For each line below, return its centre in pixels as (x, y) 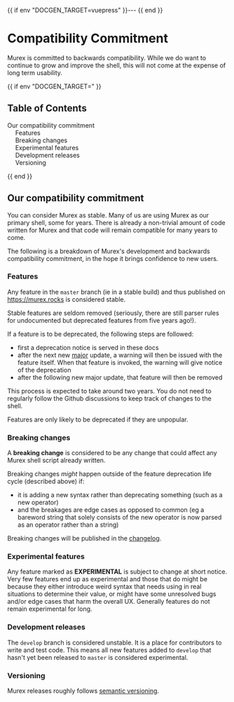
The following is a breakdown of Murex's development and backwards (109, 251)
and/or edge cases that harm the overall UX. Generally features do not (109, 602)
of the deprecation (44, 370)
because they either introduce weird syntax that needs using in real (104, 587)
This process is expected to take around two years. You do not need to (109, 391)
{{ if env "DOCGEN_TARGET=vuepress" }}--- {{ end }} (85, 10)
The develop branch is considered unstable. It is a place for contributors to (115, 642)
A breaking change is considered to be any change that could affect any (112, 453)
